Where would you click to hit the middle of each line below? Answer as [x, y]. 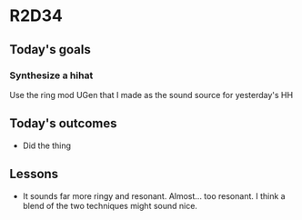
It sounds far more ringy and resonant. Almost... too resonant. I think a [154, 195]
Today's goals [50, 50]
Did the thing [46, 145]
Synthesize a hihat [51, 75]
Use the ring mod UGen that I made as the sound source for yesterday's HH [151, 95]
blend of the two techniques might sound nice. [110, 205]
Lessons [34, 174]
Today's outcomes [63, 124]
